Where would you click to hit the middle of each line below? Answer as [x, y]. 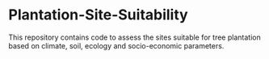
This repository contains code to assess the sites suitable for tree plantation [134, 37]
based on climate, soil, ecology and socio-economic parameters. [116, 45]
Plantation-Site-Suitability [98, 15]
